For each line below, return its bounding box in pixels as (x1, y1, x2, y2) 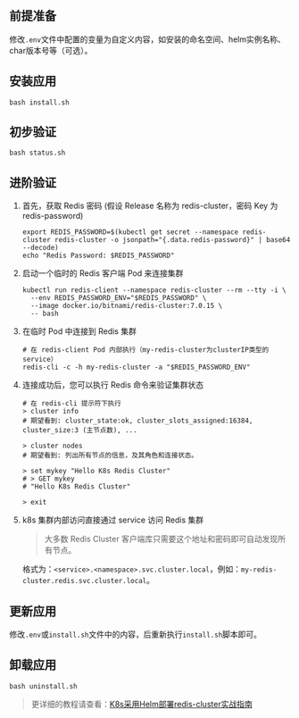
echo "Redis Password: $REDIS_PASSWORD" (21, 251, 175, 261)
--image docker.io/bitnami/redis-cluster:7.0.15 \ (30, 302, 223, 311)
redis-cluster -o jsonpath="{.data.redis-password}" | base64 (54, 236, 291, 245)
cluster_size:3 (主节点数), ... (21, 426, 137, 435)
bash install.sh (9, 97, 70, 107)
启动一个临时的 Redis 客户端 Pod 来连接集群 (21, 268, 184, 279)
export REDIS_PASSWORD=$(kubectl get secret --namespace (21, 228, 239, 237)
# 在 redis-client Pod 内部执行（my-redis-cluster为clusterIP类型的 (21, 346, 270, 355)
